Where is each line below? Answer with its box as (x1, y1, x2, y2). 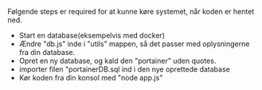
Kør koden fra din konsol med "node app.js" (18, 73, 163, 82)
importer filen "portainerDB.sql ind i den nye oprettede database (18, 65, 230, 74)
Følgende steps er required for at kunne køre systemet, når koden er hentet (7, 7, 255, 16)
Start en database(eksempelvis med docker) (18, 31, 165, 40)
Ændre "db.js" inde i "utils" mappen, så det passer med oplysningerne (18, 39, 250, 49)
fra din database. (18, 48, 76, 57)
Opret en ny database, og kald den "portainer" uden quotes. (18, 56, 217, 65)
